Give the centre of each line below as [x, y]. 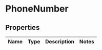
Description [60, 42]
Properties [23, 28]
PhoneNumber [37, 9]
